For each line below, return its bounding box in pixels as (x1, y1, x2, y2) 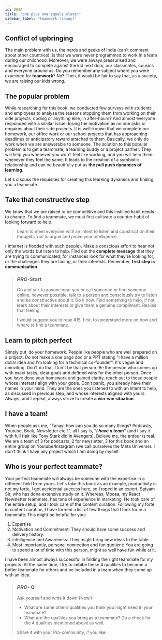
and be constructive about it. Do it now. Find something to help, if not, (16, 297, 156, 303)
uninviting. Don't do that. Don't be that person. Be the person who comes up (5, 364, 157, 370)
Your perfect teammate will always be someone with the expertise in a (5, 475, 145, 481)
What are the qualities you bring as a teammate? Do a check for (24, 615, 151, 621)
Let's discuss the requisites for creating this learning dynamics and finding (5, 177, 154, 182)
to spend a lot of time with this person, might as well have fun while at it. (12, 547, 156, 552)
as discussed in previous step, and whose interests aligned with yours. (5, 390, 146, 396)
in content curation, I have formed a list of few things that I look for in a (5, 506, 146, 512)
